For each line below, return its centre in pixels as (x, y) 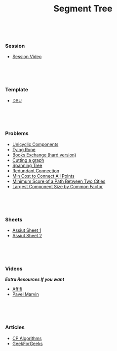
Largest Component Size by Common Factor (58, 186)
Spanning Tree (27, 165)
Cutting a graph (28, 160)
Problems (17, 134)
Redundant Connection (36, 171)
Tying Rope (24, 149)
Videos (14, 269)
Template (17, 90)
